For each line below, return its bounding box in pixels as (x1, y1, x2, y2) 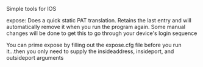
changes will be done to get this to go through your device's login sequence (6, 30, 198, 37)
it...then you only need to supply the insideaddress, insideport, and (6, 48, 174, 55)
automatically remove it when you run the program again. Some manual (6, 24, 186, 30)
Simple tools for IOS (6, 5, 57, 12)
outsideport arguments (6, 54, 64, 61)
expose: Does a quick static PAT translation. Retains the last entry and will (6, 17, 192, 24)
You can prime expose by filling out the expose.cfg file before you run (6, 42, 182, 48)
